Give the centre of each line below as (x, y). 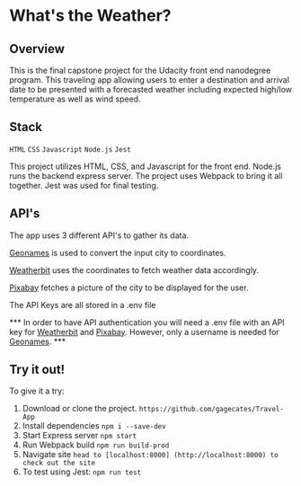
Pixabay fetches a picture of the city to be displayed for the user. (129, 287)
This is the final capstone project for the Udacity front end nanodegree (140, 70)
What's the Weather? (91, 16)
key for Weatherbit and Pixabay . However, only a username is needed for (145, 331)
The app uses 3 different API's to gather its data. (99, 235)
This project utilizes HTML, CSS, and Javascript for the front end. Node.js (145, 166)
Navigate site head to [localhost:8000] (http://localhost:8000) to (150, 455)
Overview (37, 49)
